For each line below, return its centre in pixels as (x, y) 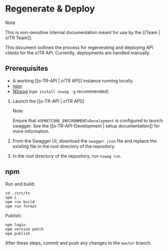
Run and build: (20, 184)
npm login (16, 225)
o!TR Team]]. (19, 38)
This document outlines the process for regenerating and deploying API (79, 47)
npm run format (21, 206)
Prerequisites (27, 69)
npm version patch (24, 229)
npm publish (18, 233)
